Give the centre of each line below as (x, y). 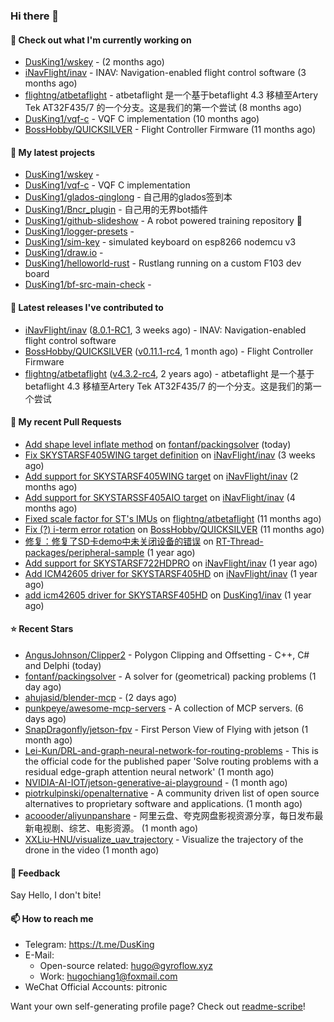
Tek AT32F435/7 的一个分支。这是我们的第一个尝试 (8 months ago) (163, 108)
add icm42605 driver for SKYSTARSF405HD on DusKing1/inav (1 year (168, 595)
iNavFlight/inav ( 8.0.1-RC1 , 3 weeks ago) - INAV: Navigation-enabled (165, 330)
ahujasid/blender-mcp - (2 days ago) (101, 697)
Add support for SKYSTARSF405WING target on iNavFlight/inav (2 (161, 476)
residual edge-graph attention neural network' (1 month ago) (149, 771)
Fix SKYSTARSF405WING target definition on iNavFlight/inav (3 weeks (170, 455)
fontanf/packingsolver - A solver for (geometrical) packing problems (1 (170, 676)
